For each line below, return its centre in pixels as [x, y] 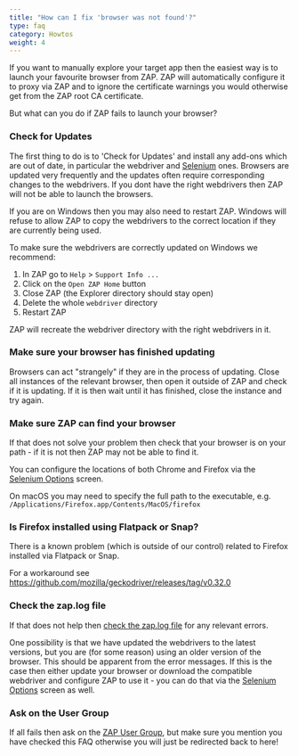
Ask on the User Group [59, 712]
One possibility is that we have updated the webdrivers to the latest [133, 642]
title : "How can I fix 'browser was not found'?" [103, 17]
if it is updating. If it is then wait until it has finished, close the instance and [145, 390]
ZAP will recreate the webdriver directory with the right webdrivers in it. [140, 329]
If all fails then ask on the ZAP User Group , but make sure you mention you [146, 733]
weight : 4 [28, 42]
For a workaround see [49, 573]
